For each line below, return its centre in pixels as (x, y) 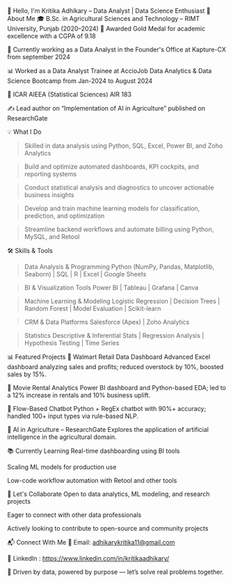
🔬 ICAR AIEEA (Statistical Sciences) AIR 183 (70, 94)
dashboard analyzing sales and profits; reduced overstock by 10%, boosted (115, 367)
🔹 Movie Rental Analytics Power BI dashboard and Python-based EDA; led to (117, 388)
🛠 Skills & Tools (30, 250)
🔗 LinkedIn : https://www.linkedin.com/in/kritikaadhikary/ (88, 558)
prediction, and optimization (64, 216)
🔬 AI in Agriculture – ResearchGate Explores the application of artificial (108, 429)
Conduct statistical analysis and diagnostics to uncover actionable (119, 187)
